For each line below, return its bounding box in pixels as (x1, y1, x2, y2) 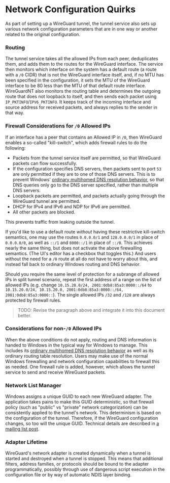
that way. (5, 110, 24, 116)
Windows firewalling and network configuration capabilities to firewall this (5, 358, 160, 364)
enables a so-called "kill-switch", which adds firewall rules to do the (5, 139, 147, 146)
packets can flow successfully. (12, 160, 78, 166)
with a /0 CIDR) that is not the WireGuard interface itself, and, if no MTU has (5, 72, 164, 78)
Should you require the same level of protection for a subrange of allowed (5, 271, 159, 277)
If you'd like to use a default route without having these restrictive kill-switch (5, 228, 165, 235)
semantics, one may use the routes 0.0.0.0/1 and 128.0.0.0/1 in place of (5, 234, 159, 240)
